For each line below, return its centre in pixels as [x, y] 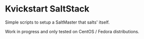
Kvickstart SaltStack [47, 9]
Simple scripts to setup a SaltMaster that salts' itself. [57, 22]
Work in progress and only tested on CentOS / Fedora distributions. [72, 31]
